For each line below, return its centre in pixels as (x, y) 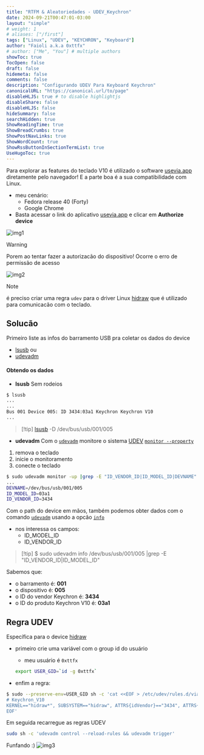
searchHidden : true (31, 119)
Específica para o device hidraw (46, 637)
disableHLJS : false (31, 108)
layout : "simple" (28, 23)
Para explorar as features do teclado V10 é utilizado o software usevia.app (99, 170)
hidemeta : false (27, 74)
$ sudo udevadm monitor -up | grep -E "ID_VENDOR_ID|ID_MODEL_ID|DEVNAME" (102, 477)
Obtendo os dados (30, 370)
